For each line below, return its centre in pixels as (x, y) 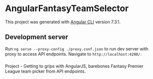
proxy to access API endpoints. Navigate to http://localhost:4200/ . (73, 54)
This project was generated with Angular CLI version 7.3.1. (63, 22)
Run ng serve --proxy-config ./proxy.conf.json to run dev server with (77, 48)
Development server (37, 37)
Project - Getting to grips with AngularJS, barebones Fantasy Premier (74, 66)
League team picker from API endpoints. (45, 71)
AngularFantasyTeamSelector (67, 8)
